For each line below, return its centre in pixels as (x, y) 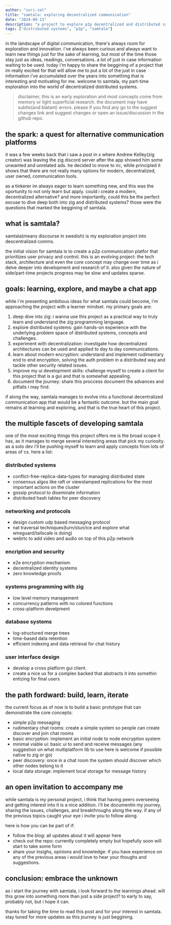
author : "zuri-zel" (26, 10)
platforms (21, 142)
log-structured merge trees (41, 633)
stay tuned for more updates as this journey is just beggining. (69, 917)
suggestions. (26, 862)
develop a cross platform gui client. (50, 668)
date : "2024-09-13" (26, 19)
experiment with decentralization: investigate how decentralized (80, 343)
